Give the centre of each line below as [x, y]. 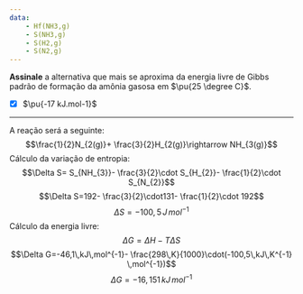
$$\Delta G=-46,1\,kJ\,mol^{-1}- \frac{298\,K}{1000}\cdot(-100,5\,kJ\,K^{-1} [151, 254]
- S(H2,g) [44, 43]
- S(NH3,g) [46, 34]
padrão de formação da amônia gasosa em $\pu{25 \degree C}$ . [131, 87]
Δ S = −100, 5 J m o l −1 [151, 211]
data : [19, 18]
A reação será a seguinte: [57, 131]
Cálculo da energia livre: [55, 225]
